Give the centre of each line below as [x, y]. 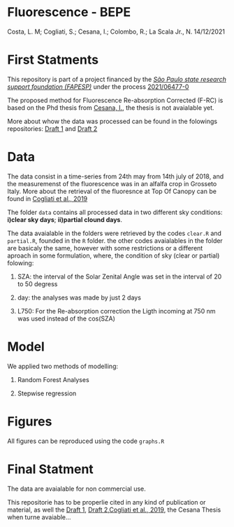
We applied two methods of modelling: [63, 366]
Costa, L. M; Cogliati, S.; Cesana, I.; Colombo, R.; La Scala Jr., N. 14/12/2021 [116, 31]
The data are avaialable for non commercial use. [76, 489]
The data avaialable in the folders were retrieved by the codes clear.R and [115, 233]
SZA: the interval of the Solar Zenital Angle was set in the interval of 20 [119, 276]
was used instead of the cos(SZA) [66, 318]
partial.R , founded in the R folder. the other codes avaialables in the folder [115, 240]
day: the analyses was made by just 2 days [79, 297]
